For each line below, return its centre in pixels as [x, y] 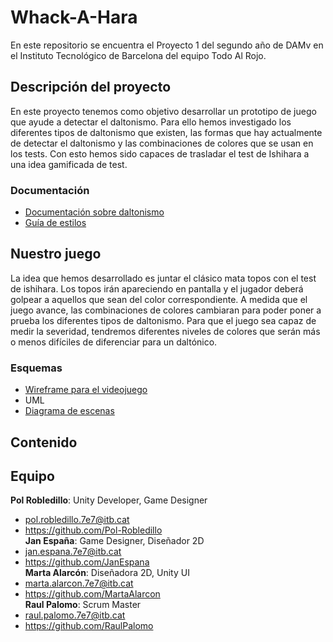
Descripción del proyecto [91, 87]
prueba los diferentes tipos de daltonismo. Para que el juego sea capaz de [163, 320]
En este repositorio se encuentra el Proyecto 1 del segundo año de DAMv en [167, 45]
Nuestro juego [56, 254]
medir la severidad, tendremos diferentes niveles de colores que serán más [165, 331]
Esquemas [36, 368]
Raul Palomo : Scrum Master [83, 605]
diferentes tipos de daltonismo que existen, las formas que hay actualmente [166, 132]
